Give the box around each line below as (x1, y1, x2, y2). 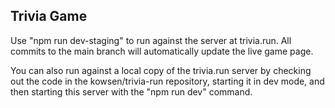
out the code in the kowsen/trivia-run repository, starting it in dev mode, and (10, 75, 325, 87)
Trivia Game (10, 8, 88, 25)
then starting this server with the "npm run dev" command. (10, 85, 253, 98)
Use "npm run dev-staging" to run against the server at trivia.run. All (10, 34, 292, 46)
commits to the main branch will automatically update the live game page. (10, 45, 314, 57)
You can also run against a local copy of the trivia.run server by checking (10, 64, 312, 76)
